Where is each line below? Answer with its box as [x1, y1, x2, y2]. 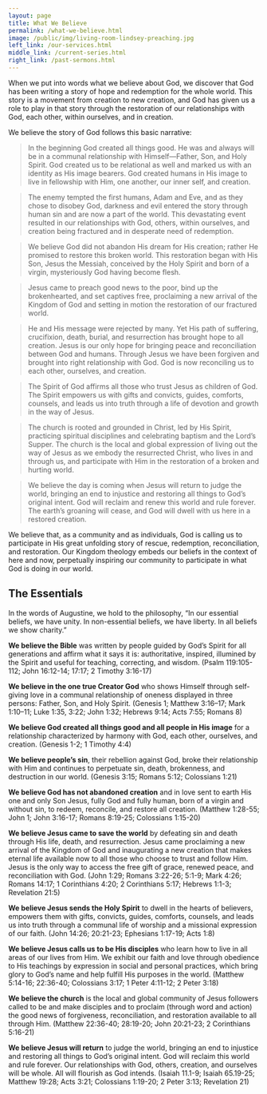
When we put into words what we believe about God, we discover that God [8, 77, 254, 88]
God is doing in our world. [8, 564, 93, 573]
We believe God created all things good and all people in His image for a [8, 722, 249, 731]
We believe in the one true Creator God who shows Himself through [8, 681, 234, 691]
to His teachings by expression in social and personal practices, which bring [8, 961, 259, 970]
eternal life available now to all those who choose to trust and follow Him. [8, 854, 249, 863]
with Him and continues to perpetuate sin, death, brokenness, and [8, 763, 226, 773]
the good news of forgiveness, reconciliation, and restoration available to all [8, 1010, 257, 1020]
